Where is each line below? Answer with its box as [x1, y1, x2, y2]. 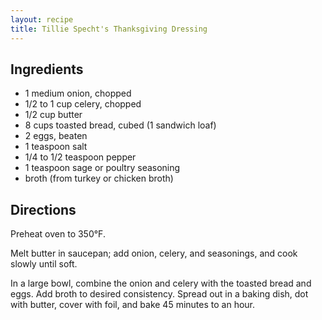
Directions [10, 201, 77, 218]
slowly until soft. [10, 258, 78, 270]
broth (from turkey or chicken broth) [24, 172, 174, 185]
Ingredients [10, 61, 84, 78]
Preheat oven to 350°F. [10, 228, 106, 240]
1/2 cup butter [24, 109, 83, 121]
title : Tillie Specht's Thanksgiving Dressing [10, 24, 208, 34]
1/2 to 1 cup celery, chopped [24, 98, 142, 110]
